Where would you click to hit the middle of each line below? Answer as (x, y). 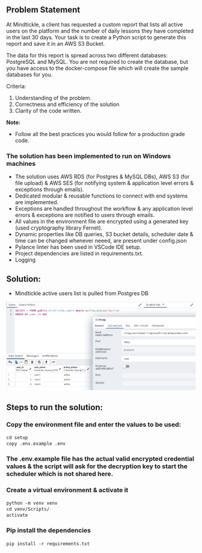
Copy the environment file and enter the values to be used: (94, 424)
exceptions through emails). (49, 190)
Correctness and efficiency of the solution (67, 104)
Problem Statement (43, 10)
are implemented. (37, 202)
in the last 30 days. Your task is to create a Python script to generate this (96, 37)
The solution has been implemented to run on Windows (89, 156)
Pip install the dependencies (49, 531)
